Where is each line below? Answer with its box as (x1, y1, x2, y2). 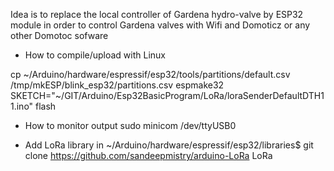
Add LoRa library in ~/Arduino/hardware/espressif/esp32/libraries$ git (24, 139, 314, 151)
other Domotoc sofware (10, 30, 109, 41)
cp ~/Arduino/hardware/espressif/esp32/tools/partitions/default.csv (10, 69, 291, 80)
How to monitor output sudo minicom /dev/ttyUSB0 (24, 120, 237, 131)
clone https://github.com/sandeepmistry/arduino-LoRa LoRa (24, 150, 273, 161)
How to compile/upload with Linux (24, 49, 167, 61)
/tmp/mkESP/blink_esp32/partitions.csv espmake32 (10, 79, 225, 91)
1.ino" (10, 100, 34, 112)
